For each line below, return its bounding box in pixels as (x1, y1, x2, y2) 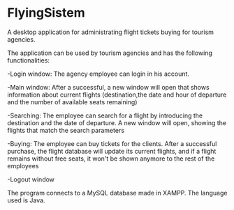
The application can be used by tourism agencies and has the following (7, 49, 213, 57)
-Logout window (7, 175, 54, 184)
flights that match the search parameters (7, 126, 124, 134)
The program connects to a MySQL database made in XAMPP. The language (7, 188, 228, 197)
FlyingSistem (7, 5, 85, 21)
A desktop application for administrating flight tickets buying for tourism (7, 28, 214, 36)
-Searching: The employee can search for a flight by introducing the (7, 111, 203, 120)
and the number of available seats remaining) (7, 97, 138, 106)
